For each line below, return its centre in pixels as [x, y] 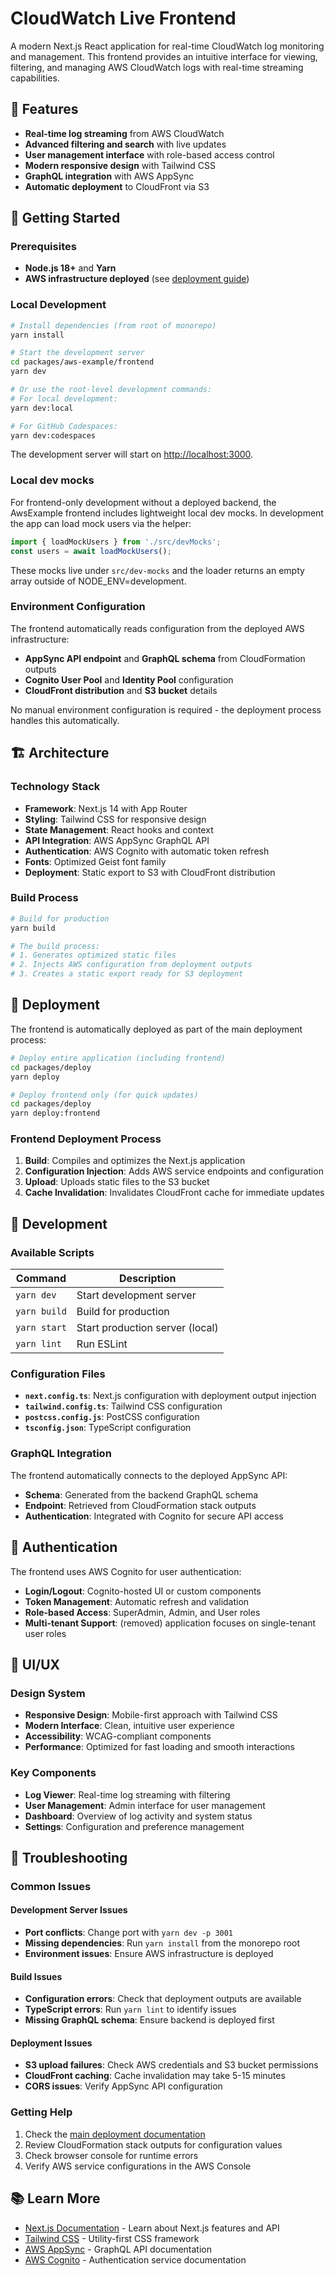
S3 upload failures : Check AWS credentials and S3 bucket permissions [171, 2065]
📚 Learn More [55, 2198]
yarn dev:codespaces [53, 435]
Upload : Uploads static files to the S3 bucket [117, 1182]
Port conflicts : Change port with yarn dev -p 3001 [129, 1933]
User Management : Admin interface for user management [145, 1805]
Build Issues [36, 1976]
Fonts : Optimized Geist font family [95, 861]
